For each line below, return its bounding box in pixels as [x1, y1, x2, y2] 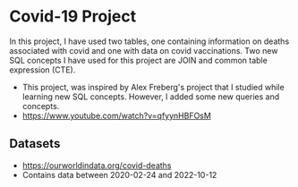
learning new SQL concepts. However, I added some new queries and [21, 91, 280, 102]
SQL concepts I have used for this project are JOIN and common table [9, 55, 268, 65]
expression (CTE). [9, 64, 76, 75]
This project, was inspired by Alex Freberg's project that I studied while [21, 81, 285, 92]
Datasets [9, 136, 61, 151]
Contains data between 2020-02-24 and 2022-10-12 [21, 169, 217, 180]
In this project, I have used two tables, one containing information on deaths [9, 36, 290, 47]
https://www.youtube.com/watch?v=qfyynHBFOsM [21, 110, 212, 121]
